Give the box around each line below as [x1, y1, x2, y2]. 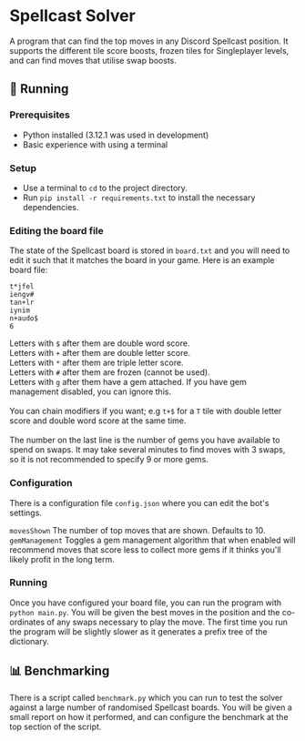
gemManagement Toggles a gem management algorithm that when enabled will [9, 534, 296, 545]
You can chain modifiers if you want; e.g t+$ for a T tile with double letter [9, 406, 282, 417]
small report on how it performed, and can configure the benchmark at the [9, 711, 289, 722]
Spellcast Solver [9, 5, 137, 26]
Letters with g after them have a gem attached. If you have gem [9, 377, 248, 388]
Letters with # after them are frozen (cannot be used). [9, 367, 211, 378]
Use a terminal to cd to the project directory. [22, 182, 188, 193]
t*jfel [9, 282, 35, 291]
